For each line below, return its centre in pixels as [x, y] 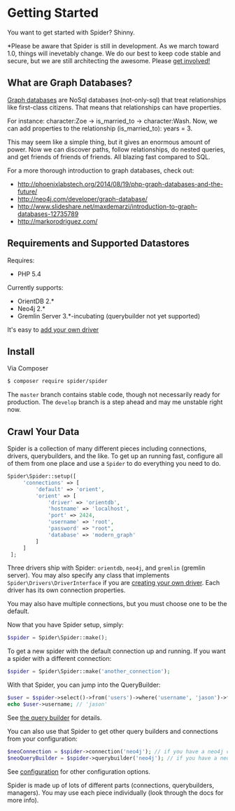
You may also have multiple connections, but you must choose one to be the [117, 604]
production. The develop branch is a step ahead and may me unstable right [115, 402]
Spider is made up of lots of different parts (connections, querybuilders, [111, 785]
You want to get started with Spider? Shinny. [71, 32]
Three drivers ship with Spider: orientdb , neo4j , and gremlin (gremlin [106, 568]
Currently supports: [35, 287]
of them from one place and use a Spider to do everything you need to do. [114, 464]
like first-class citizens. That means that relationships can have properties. [114, 107]
